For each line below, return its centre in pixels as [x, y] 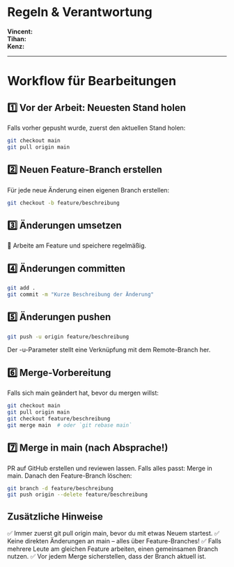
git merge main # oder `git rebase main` [70, 425]
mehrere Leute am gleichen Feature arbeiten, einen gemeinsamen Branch [113, 549]
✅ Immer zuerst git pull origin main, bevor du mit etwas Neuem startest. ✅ [114, 534]
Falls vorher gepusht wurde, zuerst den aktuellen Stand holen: [96, 128]
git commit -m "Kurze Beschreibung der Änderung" [81, 294]
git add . [22, 288]
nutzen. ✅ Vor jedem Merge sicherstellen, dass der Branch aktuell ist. [107, 557]
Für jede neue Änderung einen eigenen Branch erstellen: [88, 190]
